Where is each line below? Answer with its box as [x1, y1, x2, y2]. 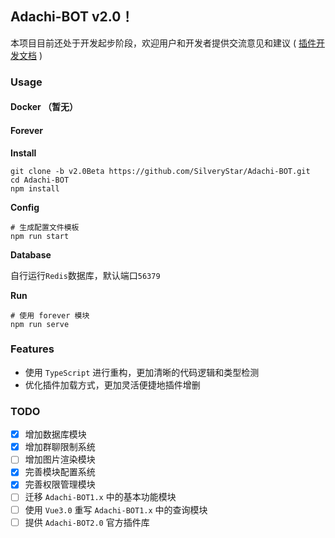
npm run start [10, 231, 70, 241]
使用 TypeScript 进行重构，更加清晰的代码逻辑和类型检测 [24, 366, 260, 378]
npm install [10, 183, 60, 194]
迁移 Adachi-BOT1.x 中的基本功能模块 [24, 491, 177, 503]
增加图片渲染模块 [24, 453, 96, 466]
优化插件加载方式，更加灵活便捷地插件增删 [24, 378, 201, 391]
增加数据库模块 [24, 428, 87, 441]
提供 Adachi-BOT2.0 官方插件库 [24, 516, 150, 528]
